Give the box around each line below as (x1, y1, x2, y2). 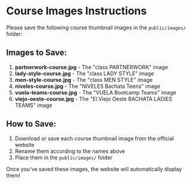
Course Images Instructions (6, 4, 147, 18)
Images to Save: (6, 48, 67, 58)
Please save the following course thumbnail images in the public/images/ (6, 24, 187, 31)
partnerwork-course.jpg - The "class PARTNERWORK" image (14, 63, 168, 70)
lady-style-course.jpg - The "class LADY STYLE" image (14, 70, 154, 77)
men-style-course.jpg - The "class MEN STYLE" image (14, 76, 153, 83)
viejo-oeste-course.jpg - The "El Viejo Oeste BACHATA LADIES (14, 95, 172, 102)
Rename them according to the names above (14, 148, 125, 155)
